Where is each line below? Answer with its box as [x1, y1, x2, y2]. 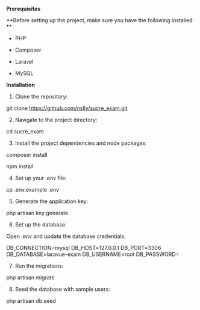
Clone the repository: [14, 93, 68, 100]
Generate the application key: [14, 198, 89, 205]
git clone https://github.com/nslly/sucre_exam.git [6, 105, 128, 112]
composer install [6, 151, 48, 158]
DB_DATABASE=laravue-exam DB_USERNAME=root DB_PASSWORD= [6, 251, 180, 258]
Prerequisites [6, 5, 41, 12]
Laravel [14, 58, 34, 65]
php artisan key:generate [6, 210, 69, 216]
